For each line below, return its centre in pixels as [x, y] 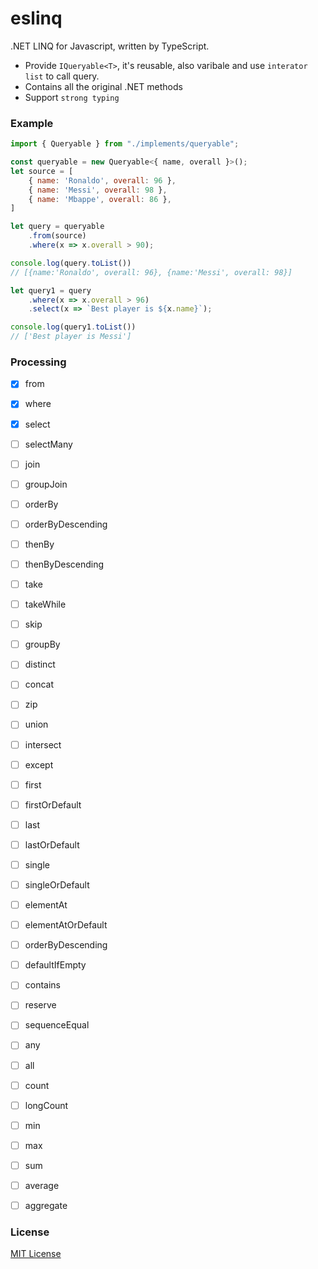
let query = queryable [57, 227]
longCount [46, 1105]
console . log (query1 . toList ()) [73, 327]
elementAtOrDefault [66, 925]
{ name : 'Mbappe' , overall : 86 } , [100, 199]
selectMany [48, 444]
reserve [40, 1005]
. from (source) [57, 236]
